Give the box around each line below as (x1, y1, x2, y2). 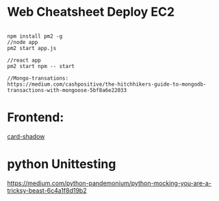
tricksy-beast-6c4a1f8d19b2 (7, 186, 87, 194)
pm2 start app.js (7, 45, 57, 51)
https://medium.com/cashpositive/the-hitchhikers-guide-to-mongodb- (7, 80, 207, 88)
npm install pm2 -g (7, 32, 63, 40)
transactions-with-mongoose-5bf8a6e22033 (7, 86, 127, 93)
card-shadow (7, 132, 45, 141)
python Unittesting (7, 156, 116, 172)
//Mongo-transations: (7, 75, 69, 82)
